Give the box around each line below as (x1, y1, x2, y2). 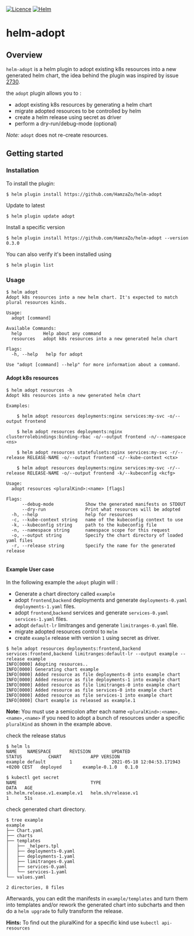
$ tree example (6, 818, 44, 823)
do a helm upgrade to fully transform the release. (6, 908, 123, 915)
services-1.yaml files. (14, 616, 68, 623)
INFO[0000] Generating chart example (6, 666, 99, 672)
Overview (6, 50, 43, 60)
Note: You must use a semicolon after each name (6, 708, 127, 715)
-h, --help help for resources (11, 512, 133, 518)
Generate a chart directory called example (14, 590, 116, 598)
